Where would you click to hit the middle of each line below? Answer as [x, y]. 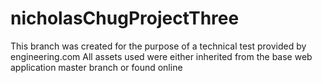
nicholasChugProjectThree [125, 18]
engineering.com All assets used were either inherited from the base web [161, 56]
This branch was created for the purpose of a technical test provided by [158, 46]
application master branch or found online [96, 67]
